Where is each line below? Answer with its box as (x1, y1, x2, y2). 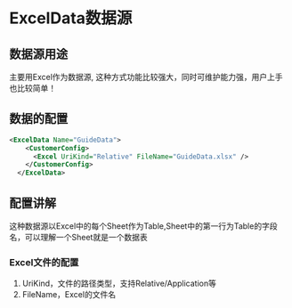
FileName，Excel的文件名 (21, 289, 117, 300)
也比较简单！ (9, 83, 56, 93)
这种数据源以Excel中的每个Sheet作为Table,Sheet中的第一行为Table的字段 (9, 221, 278, 231)
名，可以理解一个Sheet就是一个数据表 (9, 232, 149, 242)
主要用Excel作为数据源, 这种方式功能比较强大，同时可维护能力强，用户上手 (9, 72, 283, 82)
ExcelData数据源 (9, 8, 133, 28)
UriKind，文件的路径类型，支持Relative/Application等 (21, 278, 216, 289)
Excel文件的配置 (9, 255, 79, 268)
